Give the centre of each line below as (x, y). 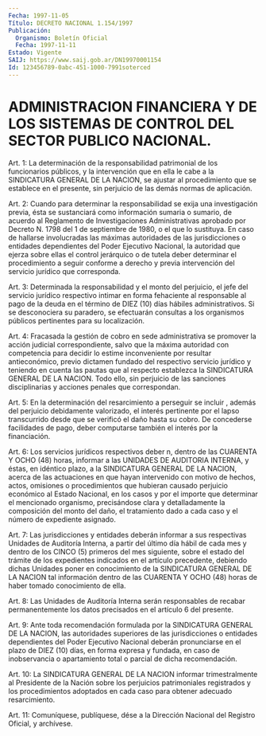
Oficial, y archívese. (40, 723)
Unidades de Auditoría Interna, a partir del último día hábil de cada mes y (128, 543)
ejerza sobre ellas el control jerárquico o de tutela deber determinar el (122, 254)
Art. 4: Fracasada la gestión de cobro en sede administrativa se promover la (132, 336)
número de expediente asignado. (62, 519)
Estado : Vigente (35, 53)
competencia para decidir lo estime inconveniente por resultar (110, 353)
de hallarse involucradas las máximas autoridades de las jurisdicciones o (127, 237)
